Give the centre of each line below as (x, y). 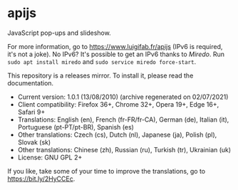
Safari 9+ (31, 112)
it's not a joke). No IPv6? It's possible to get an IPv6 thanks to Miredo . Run (116, 54)
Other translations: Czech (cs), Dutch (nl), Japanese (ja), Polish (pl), (117, 134)
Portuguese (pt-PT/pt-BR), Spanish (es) (76, 127)
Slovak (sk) (34, 142)
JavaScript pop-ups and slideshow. (59, 33)
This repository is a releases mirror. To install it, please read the (100, 75)
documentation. (31, 83)
